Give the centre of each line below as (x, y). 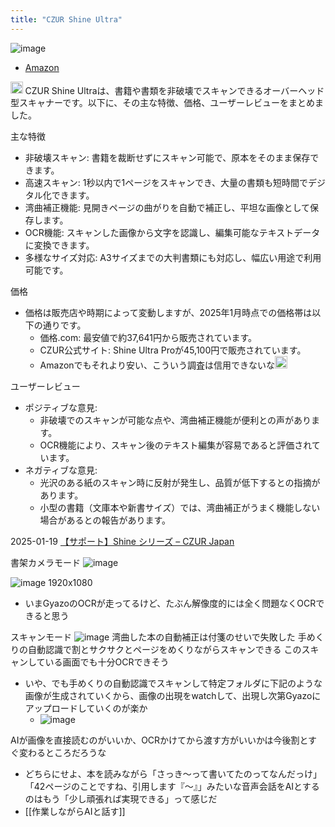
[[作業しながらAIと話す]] (75, 811)
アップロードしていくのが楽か (86, 708)
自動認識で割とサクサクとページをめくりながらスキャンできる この (164, 649)
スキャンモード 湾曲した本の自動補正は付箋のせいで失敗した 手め (163, 637)
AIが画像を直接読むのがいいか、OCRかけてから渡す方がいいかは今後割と (159, 740)
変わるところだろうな (62, 752)
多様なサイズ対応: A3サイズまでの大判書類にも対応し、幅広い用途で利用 (173, 258)
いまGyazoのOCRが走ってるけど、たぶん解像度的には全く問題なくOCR (170, 603)
